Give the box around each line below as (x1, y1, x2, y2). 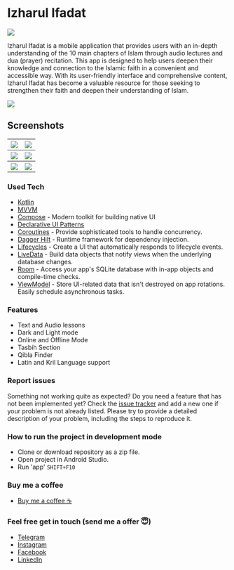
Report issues (7, 376, 56, 386)
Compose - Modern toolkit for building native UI (17, 213, 156, 221)
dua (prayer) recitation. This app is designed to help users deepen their (7, 56, 213, 65)
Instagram (17, 540, 47, 549)
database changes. (17, 258, 74, 266)
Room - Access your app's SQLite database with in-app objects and (17, 265, 214, 273)
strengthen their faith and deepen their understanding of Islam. (7, 86, 189, 94)
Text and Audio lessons (17, 321, 85, 330)
